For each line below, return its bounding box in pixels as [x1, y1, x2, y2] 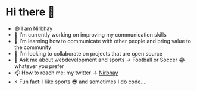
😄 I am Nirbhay [14, 25, 53, 32]
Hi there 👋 [5, 5, 55, 19]
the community [14, 44, 52, 51]
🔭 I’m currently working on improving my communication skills [14, 31, 167, 38]
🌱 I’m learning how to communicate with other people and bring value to [14, 37, 192, 44]
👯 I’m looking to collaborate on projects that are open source [14, 50, 163, 57]
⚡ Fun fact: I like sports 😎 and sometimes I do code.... [14, 78, 147, 85]
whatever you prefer [14, 62, 64, 70]
